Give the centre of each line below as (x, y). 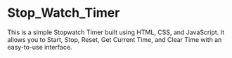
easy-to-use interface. (40, 47)
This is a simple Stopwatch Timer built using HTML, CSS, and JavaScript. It (116, 32)
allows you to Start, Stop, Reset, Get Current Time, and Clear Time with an (115, 39)
